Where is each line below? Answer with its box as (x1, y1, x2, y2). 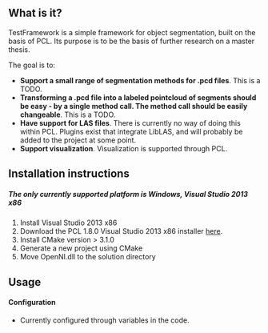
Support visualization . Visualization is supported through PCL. (19, 143, 228, 153)
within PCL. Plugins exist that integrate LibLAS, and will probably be (19, 126, 243, 136)
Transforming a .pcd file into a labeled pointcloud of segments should (19, 92, 257, 102)
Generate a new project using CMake (19, 243, 143, 253)
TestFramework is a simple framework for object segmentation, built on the (8, 27, 256, 37)
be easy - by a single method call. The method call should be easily (19, 101, 248, 110)
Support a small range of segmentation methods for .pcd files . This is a (19, 75, 261, 85)
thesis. (8, 44, 30, 54)
